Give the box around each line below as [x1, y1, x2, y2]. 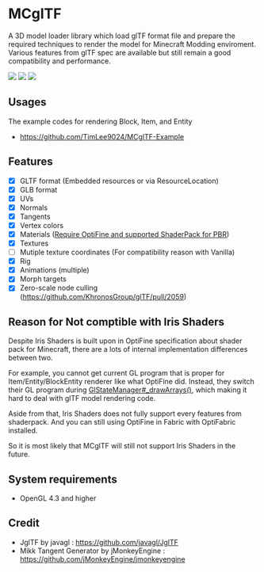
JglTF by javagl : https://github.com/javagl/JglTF [19, 537, 178, 547]
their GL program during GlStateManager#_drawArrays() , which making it [8, 385, 247, 395]
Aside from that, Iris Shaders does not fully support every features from [8, 409, 242, 418]
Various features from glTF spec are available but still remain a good [8, 48, 231, 57]
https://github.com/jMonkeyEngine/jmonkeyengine [19, 554, 186, 563]
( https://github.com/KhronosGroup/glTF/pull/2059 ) [19, 292, 187, 302]
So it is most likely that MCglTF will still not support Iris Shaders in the [8, 441, 236, 451]
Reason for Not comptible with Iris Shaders [8, 315, 224, 329]
